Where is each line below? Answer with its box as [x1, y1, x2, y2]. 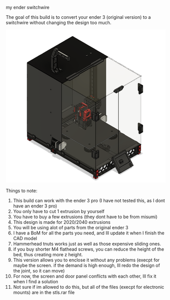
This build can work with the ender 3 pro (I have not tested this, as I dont [13, 197, 165, 203]
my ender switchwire [6, 5, 50, 10]
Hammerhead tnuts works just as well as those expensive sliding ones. [13, 241, 161, 247]
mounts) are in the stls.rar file [13, 289, 75, 295]
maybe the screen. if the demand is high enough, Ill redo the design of [13, 262, 160, 268]
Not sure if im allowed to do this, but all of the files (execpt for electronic [13, 284, 164, 290]
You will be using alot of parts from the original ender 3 [13, 224, 128, 230]
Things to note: [6, 188, 38, 194]
